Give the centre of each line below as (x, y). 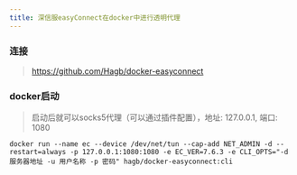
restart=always (38, 152)
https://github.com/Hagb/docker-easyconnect (117, 71)
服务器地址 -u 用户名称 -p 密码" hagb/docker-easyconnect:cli (121, 162)
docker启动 (35, 96)
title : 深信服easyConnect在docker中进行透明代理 (95, 18)
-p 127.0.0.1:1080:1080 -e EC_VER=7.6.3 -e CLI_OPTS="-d (179, 152)
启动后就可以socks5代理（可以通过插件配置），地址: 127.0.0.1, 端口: (154, 117)
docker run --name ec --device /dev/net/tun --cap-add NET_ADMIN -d (141, 144)
